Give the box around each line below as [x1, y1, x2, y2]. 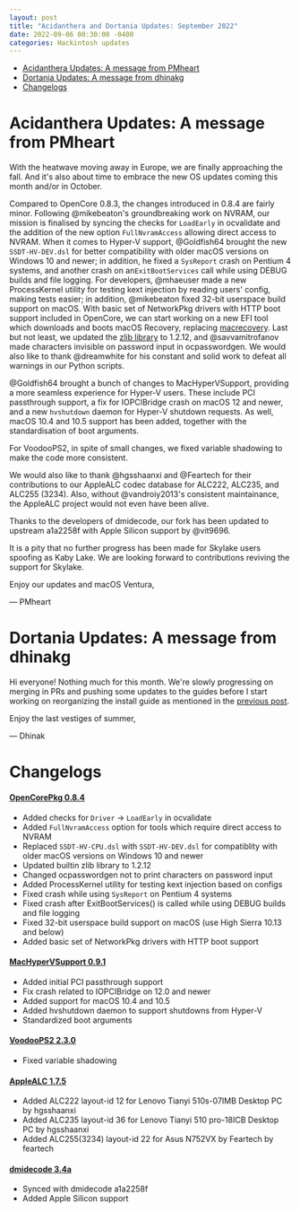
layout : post [9, 13, 58, 22]
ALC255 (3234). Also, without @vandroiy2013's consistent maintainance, [9, 489, 279, 500]
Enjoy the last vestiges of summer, [9, 713, 136, 724]
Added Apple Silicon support [21, 1193, 129, 1204]
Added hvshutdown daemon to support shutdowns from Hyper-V [21, 1005, 262, 1016]
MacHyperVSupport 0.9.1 [9, 956, 106, 967]
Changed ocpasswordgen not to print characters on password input [21, 869, 273, 880]
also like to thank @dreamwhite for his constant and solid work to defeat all [9, 351, 287, 362]
